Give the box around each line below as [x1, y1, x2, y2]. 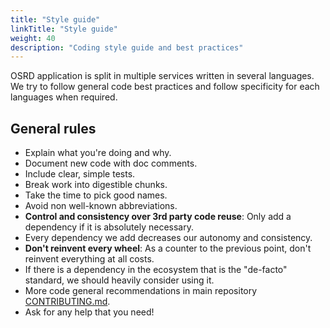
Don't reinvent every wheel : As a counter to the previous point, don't [24, 242, 312, 255]
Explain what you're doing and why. [24, 147, 172, 159]
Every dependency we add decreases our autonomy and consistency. [24, 232, 313, 244]
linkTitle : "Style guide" [10, 24, 118, 34]
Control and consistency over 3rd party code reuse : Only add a [24, 211, 292, 223]
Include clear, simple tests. [24, 168, 136, 180]
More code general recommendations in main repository [24, 285, 258, 297]
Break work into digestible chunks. [24, 179, 168, 191]
